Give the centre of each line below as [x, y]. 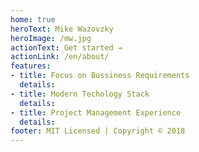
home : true [33, 19]
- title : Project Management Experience [96, 112]
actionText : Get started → [66, 47]
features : [31, 66]
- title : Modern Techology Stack [80, 94]
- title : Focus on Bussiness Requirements [100, 76]
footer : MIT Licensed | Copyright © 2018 [98, 131]
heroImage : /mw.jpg [51, 38]
